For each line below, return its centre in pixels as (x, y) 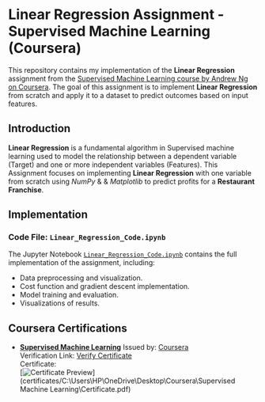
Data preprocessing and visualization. (81, 278)
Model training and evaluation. (69, 295)
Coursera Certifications (68, 328)
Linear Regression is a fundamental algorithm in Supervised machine (121, 147)
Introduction (40, 129)
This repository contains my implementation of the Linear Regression (121, 70)
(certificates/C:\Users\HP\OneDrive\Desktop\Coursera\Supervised (127, 381)
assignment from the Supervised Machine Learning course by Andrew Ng (128, 78)
